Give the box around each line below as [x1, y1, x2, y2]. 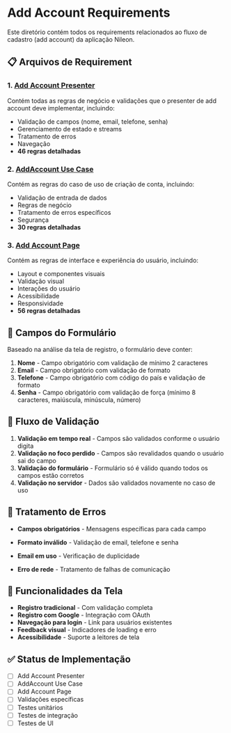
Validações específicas [17, 695, 84, 704]
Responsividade [17, 299, 64, 307]
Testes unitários [17, 703, 64, 711]
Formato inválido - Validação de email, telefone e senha [17, 538, 179, 547]
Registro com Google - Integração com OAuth [17, 611, 151, 620]
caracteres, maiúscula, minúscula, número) [17, 396, 141, 404]
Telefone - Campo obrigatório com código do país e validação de [17, 373, 206, 382]
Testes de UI [17, 718, 54, 727]
